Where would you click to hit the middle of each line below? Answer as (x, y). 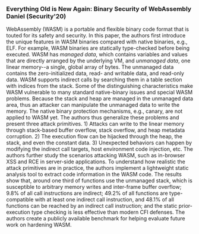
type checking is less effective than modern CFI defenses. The (108, 212)
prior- (186, 206)
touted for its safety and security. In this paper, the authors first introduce (96, 36)
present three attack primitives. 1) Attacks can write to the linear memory (95, 124)
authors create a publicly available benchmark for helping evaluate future (96, 219)
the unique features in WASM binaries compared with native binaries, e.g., (97, 42)
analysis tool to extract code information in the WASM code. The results (94, 175)
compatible (20, 200)
